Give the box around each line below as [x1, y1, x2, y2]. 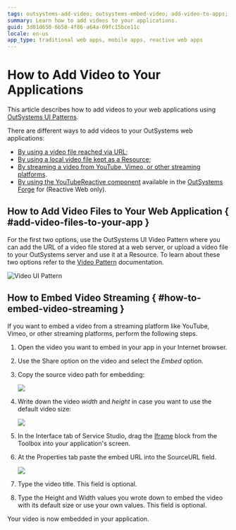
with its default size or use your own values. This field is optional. [17, 500, 207, 509]
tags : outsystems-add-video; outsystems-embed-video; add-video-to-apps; [7, 10, 229, 18]
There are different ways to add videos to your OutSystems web [7, 126, 194, 135]
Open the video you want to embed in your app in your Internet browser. [17, 343, 228, 351]
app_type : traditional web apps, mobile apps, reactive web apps [7, 37, 203, 44]
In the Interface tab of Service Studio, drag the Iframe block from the [17, 431, 217, 440]
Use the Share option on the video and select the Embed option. [17, 356, 204, 365]
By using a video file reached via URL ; [17, 147, 128, 156]
